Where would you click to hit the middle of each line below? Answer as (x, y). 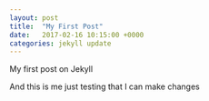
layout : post (34, 18)
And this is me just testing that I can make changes (104, 86)
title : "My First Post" (56, 26)
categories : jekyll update (60, 43)
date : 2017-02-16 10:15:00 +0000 (77, 35)
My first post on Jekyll (51, 69)
